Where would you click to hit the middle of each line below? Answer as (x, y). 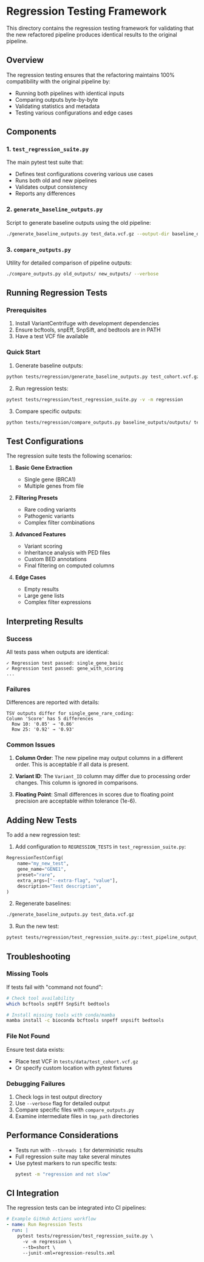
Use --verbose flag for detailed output (63, 1103)
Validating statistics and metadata (57, 106)
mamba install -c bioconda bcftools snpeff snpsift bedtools (85, 1021)
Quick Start (23, 352)
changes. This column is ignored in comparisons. (76, 783)
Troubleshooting (39, 956)
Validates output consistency (51, 187)
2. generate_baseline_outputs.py (55, 210)
